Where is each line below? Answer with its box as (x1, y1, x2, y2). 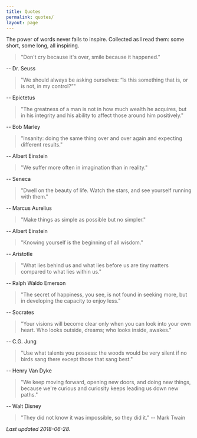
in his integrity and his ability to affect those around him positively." (20, 112, 184, 119)
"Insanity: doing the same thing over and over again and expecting (20, 135, 183, 142)
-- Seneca (6, 176, 31, 183)
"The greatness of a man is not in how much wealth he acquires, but (20, 106, 187, 113)
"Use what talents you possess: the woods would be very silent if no (20, 349, 187, 356)
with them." (20, 193, 49, 200)
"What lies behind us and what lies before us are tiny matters (20, 262, 169, 269)
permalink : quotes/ (6, 14, 54, 20)
